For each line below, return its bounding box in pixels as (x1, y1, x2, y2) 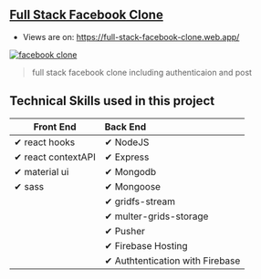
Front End (33, 120, 77, 133)
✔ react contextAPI (14, 150, 96, 163)
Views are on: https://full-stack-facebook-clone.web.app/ (22, 31, 240, 42)
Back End (104, 120, 147, 133)
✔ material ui (14, 165, 69, 178)
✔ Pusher (104, 224, 146, 237)
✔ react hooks (14, 136, 76, 149)
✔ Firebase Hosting (104, 239, 189, 252)
